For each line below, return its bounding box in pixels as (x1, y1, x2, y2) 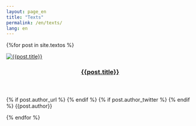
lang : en (6, 25, 28, 31)
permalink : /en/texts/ (6, 20, 63, 26)
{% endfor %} (6, 114, 41, 121)
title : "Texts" (6, 14, 44, 20)
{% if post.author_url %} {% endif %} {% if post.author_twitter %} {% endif (6, 96, 190, 103)
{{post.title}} (80, 68, 120, 76)
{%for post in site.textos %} (6, 42, 74, 49)
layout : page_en (6, 8, 46, 15)
